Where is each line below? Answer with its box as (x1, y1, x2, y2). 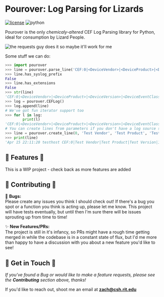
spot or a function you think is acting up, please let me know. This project (5, 204, 152, 210)
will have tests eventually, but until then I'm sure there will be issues (5, 209, 142, 215)
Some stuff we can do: (5, 53, 51, 59)
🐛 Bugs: (5, 193, 21, 199)
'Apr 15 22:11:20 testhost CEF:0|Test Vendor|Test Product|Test (5, 140, 139, 145)
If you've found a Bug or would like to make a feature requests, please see (5, 272, 155, 278)
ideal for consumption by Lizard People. (5, 34, 85, 40)
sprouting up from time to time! (5, 214, 67, 220)
